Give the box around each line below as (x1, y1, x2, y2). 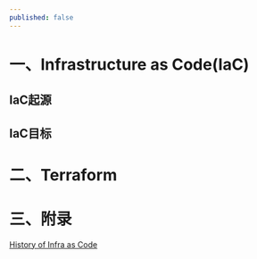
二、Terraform (9, 164, 118, 185)
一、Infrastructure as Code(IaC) (9, 54, 250, 74)
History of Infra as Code (9, 238, 98, 250)
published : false (9, 13, 74, 22)
